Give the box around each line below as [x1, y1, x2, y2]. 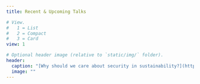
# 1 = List [6, 25, 39, 31]
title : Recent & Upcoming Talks [6, 8, 86, 15]
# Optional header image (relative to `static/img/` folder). [6, 52, 164, 58]
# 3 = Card [6, 36, 39, 42]
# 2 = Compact [6, 30, 46, 36]
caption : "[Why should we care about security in [11, 63, 137, 69]
